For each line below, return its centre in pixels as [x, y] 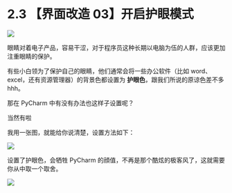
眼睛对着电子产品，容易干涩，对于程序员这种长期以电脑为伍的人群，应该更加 [116, 47]
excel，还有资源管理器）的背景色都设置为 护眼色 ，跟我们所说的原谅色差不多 [116, 80]
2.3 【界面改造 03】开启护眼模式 [100, 14]
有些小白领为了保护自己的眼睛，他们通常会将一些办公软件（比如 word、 [109, 71]
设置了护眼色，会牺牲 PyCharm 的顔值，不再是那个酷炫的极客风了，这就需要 [116, 160]
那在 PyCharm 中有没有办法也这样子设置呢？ [71, 103]
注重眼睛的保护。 [32, 56]
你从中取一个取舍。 [35, 168]
